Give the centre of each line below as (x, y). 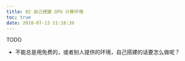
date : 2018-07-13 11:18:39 (40, 23)
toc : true (19, 17)
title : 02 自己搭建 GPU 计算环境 (45, 12)
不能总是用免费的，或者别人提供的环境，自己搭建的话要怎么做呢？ (97, 52)
